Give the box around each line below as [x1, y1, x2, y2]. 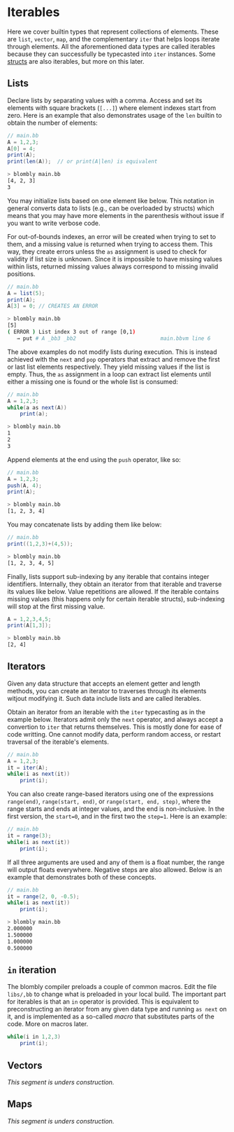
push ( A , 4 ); [7, 482, 42, 489]
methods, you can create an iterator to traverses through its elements [7, 686, 207, 695]
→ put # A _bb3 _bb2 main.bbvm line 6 [16, 334, 211, 342]
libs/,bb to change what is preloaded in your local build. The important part [7, 990, 226, 999]
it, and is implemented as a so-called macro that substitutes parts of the [7, 1012, 214, 1021]
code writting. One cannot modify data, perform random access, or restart [7, 730, 221, 738]
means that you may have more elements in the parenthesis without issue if [7, 211, 225, 219]
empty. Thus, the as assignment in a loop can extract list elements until [7, 369, 212, 379]
